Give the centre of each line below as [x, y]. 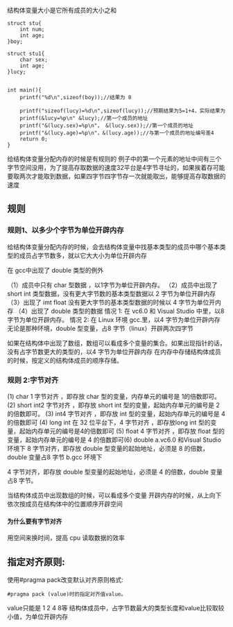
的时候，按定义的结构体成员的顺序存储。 [65, 360]
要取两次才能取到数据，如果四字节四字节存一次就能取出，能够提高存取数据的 [116, 176]
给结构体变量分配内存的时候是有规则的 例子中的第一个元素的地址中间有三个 [114, 159]
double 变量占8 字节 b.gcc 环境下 [55, 457]
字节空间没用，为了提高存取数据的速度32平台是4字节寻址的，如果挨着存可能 [116, 168]
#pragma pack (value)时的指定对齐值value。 [67, 594]
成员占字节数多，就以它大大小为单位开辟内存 [83, 255]
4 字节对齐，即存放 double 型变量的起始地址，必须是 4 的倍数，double [108, 472]
